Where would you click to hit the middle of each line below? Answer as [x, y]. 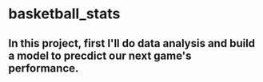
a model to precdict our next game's [100, 55]
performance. [44, 68]
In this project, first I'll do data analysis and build [132, 43]
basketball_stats [64, 14]
